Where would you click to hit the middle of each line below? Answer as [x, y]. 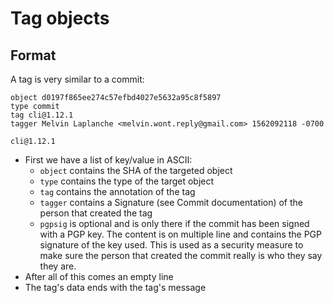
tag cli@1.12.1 [42, 115]
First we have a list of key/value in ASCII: [108, 160]
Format [33, 55]
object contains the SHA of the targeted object [136, 170]
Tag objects [60, 18]
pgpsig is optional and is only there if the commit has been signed [174, 223]
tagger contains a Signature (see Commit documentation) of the [171, 202]
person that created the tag [96, 213]
